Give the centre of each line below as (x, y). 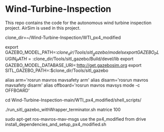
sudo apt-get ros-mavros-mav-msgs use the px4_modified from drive (76, 119)
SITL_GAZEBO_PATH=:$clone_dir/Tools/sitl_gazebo (57, 70)
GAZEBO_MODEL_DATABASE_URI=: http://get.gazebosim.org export (73, 65)
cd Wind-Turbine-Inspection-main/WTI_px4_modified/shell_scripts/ (73, 100)
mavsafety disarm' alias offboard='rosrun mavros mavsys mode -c (73, 85)
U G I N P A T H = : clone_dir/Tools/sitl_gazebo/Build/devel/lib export (69, 59)
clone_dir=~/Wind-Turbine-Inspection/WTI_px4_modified (63, 37)
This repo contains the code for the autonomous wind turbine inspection (78, 23)
